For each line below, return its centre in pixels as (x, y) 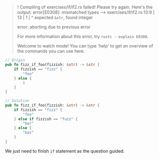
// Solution (17, 101)
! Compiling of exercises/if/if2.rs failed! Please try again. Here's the (85, 7)
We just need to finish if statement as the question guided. (65, 151)
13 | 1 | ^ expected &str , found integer (55, 17)
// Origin (15, 60)
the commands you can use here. (51, 51)
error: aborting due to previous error (54, 27)
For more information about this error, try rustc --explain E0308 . (83, 36)
